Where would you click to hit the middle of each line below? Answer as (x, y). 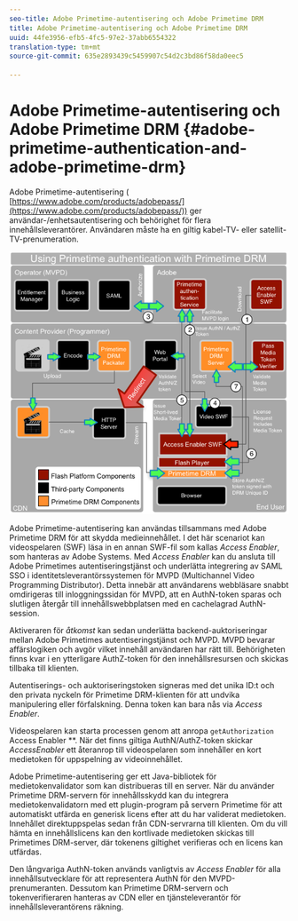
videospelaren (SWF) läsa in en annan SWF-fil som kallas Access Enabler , (145, 547)
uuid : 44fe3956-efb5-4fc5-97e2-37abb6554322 (93, 37)
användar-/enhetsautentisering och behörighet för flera (110, 220)
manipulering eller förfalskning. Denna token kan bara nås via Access (136, 704)
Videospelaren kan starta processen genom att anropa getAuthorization (142, 731)
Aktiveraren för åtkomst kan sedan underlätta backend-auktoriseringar (138, 631)
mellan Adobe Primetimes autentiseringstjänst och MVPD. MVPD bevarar (142, 640)
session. (24, 614)
